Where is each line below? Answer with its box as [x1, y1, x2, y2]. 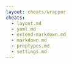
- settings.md [11, 49, 47, 55]
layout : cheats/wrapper [5, 9, 67, 15]
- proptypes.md [11, 43, 50, 49]
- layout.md [11, 20, 42, 26]
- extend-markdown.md [11, 32, 67, 38]
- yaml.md [11, 26, 36, 32]
